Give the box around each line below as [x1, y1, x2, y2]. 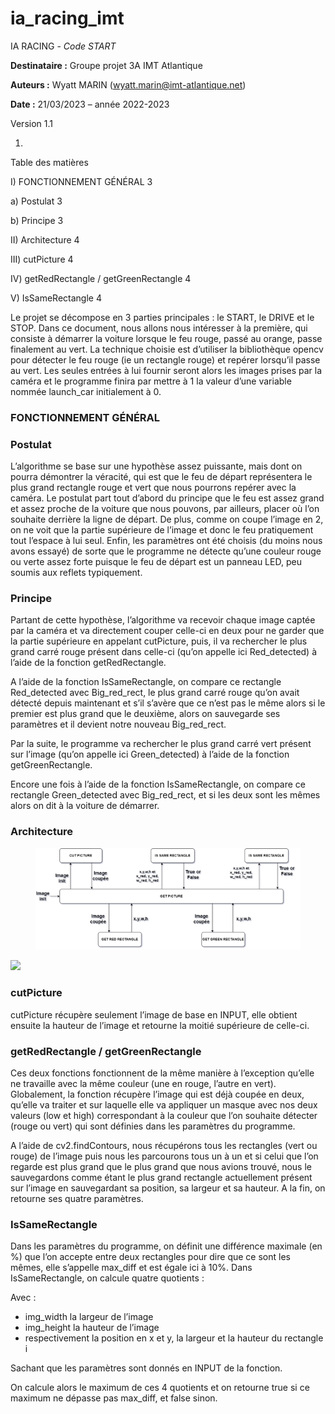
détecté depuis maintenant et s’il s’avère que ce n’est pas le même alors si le [10, 697, 326, 709]
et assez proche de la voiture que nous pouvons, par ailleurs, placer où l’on [10, 503, 320, 515]
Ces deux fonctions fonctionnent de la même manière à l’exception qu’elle [10, 1067, 315, 1079]
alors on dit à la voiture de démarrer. [10, 800, 160, 812]
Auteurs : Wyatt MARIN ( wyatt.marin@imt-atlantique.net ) [10, 78, 247, 91]
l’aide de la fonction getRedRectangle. [10, 657, 167, 669]
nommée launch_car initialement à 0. [10, 385, 162, 397]
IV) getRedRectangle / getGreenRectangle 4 [10, 272, 192, 284]
